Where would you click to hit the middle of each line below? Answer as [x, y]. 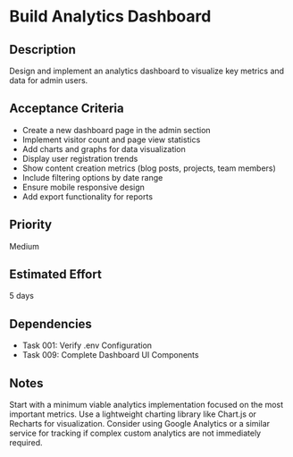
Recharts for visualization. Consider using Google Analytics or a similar [140, 424]
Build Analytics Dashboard [110, 17]
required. [26, 443]
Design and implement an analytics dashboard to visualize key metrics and [146, 71]
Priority [30, 225]
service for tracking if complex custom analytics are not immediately [135, 433]
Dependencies [50, 324]
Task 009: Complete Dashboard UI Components [110, 355]
